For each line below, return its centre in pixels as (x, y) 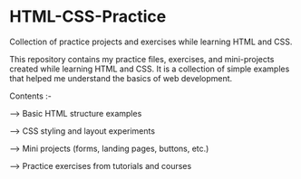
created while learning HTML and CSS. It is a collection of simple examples (150, 69)
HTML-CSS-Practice (88, 17)
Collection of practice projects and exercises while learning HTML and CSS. (151, 42)
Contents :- (31, 96)
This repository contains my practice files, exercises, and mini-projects (142, 59)
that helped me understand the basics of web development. (121, 78)
